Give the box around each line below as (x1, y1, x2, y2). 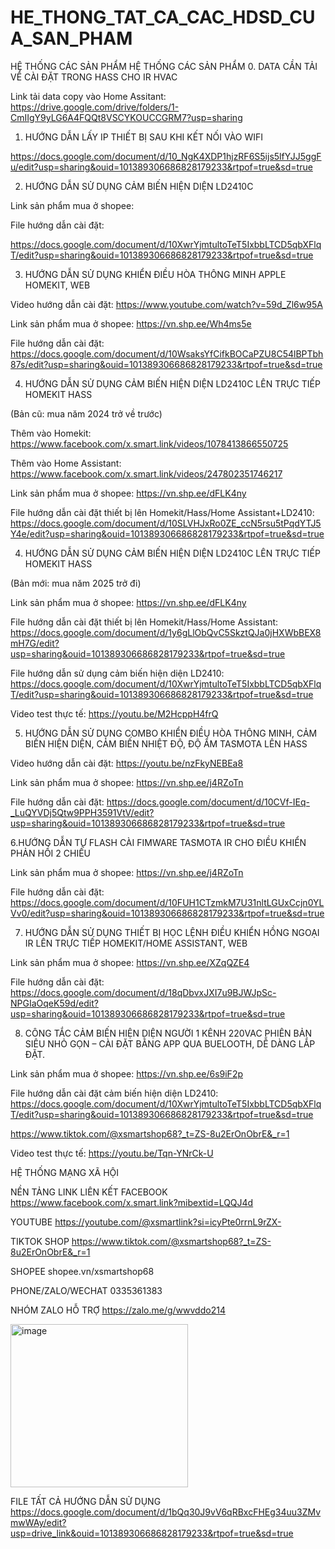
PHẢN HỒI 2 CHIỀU (10, 847, 91, 859)
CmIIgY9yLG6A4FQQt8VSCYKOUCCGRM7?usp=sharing (10, 111, 243, 123)
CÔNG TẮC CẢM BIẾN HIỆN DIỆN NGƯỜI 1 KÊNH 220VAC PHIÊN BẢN (24, 1027, 312, 1039)
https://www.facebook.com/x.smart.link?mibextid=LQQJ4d (10, 1196, 254, 1208)
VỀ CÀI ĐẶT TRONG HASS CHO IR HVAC (10, 71, 178, 83)
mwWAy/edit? (10, 1516, 67, 1528)
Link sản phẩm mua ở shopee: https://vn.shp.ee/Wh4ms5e (10, 317, 252, 330)
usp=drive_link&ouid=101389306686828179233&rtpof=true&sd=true (10, 1527, 294, 1539)
